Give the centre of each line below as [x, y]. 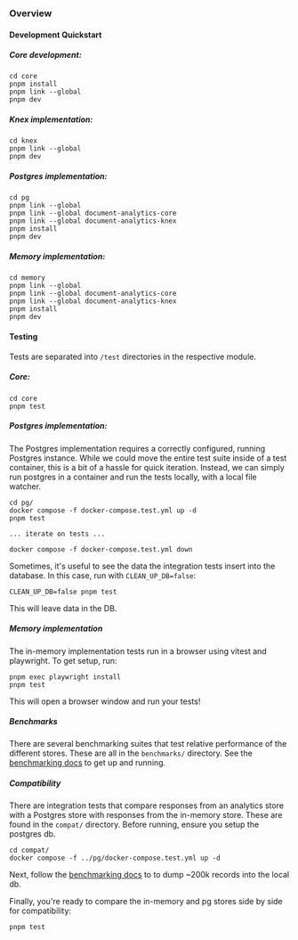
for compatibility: [40, 911]
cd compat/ [29, 850]
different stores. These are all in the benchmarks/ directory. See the [131, 753]
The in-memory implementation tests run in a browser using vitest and [138, 651]
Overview [31, 13]
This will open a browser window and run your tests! [105, 701]
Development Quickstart [56, 35]
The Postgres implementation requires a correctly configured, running [137, 448]
